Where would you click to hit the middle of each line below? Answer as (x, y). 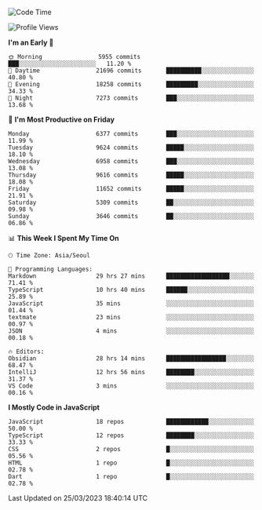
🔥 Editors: (26, 352)
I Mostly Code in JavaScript (54, 407)
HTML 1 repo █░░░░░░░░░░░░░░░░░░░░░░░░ (131, 463)
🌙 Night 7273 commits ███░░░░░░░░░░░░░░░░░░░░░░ (131, 98)
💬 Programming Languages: (50, 269)
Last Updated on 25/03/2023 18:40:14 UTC (78, 498)
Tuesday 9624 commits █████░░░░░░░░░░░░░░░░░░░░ (131, 148)
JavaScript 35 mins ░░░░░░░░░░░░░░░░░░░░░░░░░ (131, 304)
